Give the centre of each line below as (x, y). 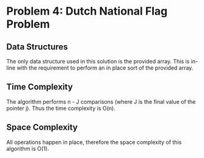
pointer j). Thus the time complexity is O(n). (61, 108)
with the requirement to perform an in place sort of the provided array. (105, 68)
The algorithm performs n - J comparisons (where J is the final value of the (101, 101)
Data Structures (37, 47)
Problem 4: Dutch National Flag (87, 11)
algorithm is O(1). (28, 148)
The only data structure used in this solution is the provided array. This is (98, 61)
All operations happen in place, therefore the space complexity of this (94, 142)
